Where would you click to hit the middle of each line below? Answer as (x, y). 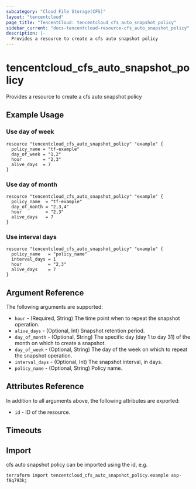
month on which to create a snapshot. (60, 343)
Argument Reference (45, 293)
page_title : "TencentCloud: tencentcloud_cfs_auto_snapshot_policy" (91, 22)
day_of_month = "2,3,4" (40, 207)
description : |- (26, 33)
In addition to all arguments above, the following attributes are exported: (93, 400)
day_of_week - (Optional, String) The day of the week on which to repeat (101, 349)
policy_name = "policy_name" (49, 254)
